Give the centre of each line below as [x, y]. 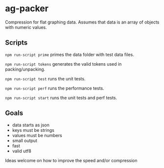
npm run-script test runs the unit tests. [45, 78]
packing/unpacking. [25, 69]
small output [25, 141]
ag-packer [27, 9]
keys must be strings [33, 130]
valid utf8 [22, 151]
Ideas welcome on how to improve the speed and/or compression [71, 160]
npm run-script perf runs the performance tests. [55, 88]
